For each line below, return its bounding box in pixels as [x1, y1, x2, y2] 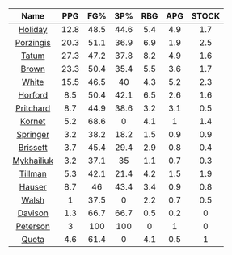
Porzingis [15, 37, 51, 48]
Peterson [15, 221, 51, 232]
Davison [17, 207, 49, 219]
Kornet [19, 116, 46, 127]
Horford [18, 90, 49, 100]
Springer [15, 129, 50, 140]
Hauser [19, 182, 47, 192]
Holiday [18, 24, 48, 35]
